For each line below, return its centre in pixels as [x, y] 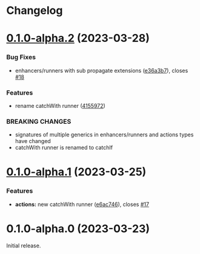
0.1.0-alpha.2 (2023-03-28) [78, 38]
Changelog [35, 11]
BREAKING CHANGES [39, 121]
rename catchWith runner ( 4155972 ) [60, 105]
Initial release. [24, 246]
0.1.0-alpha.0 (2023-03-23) [78, 229]
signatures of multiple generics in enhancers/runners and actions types [104, 135]
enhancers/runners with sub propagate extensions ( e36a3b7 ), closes [102, 70]
